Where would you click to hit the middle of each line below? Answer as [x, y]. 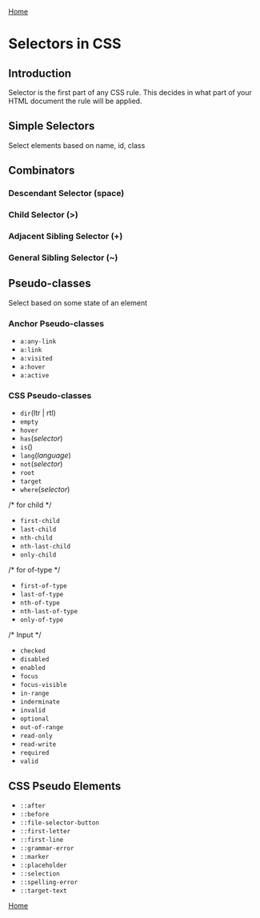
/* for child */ [30, 505]
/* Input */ [25, 635]
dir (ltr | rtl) [38, 413]
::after [32, 806]
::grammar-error [47, 848]
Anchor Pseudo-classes [56, 323]
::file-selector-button [60, 823]
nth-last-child [45, 547]
